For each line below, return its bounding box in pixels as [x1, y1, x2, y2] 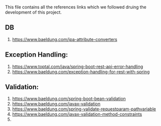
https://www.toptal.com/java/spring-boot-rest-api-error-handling [12, 63, 143, 69]
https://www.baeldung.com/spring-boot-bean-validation [12, 96, 126, 102]
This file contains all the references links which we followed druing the [5, 4, 146, 10]
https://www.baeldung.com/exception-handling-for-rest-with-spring [12, 68, 150, 75]
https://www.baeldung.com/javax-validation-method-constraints [12, 111, 142, 117]
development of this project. [5, 9, 62, 15]
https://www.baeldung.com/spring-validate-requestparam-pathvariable [12, 106, 156, 112]
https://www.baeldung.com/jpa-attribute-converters [12, 36, 118, 42]
